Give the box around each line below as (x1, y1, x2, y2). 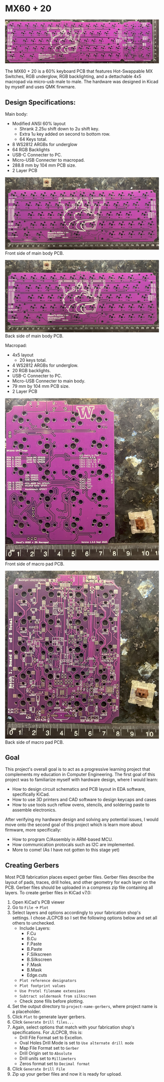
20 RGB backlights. (12, 368, 51, 374)
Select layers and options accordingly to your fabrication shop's (12, 910, 141, 916)
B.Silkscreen (26, 956, 52, 962)
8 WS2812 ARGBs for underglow (12, 141, 78, 147)
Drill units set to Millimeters (19, 1056, 77, 1061)
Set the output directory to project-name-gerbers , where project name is (12, 1004, 158, 1009)
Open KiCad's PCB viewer (12, 899, 65, 905)
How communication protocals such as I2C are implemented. (12, 842, 135, 848)
